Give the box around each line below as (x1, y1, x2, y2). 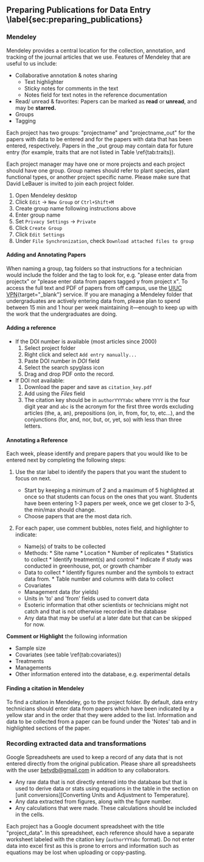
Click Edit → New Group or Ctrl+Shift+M (15, 198, 114, 206)
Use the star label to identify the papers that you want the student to (15, 468, 187, 476)
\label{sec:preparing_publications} (6, 15, 143, 25)
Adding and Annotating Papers (6, 251, 86, 259)
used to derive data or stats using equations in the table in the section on (15, 784, 199, 792)
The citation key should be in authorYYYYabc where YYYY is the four (24, 396, 191, 404)
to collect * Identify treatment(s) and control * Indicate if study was (24, 556, 193, 563)
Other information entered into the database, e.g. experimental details (15, 671, 191, 678)
